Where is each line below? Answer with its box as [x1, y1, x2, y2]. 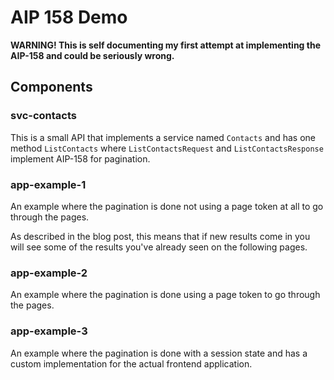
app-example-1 [10, 177, 87, 191]
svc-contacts [10, 109, 78, 123]
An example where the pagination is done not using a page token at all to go [10, 200, 324, 212]
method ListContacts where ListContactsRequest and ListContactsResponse [10, 142, 324, 154]
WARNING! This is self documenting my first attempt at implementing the [10, 39, 321, 51]
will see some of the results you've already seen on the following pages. [10, 241, 308, 253]
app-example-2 [10, 266, 88, 280]
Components [10, 79, 93, 96]
